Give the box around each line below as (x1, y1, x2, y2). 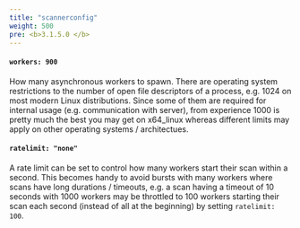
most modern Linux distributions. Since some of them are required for (9, 95, 267, 106)
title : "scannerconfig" (9, 13, 99, 22)
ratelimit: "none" (9, 145, 78, 153)
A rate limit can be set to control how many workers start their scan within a (9, 162, 288, 173)
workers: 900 (9, 57, 58, 66)
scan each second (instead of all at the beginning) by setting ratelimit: (9, 200, 276, 211)
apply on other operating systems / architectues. (9, 123, 189, 135)
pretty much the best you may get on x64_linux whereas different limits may (9, 114, 290, 125)
